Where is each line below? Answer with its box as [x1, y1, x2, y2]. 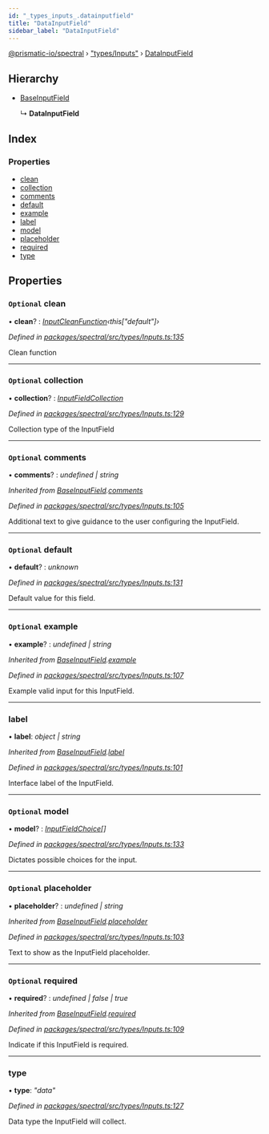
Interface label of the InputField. [8, 779, 114, 788]
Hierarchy [8, 71, 59, 85]
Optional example [8, 621, 78, 632]
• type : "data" [8, 1086, 56, 1096]
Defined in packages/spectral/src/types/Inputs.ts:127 [8, 1101, 184, 1111]
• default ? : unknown [8, 562, 78, 572]
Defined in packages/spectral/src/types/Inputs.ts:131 [8, 578, 183, 588]
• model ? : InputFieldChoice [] [8, 824, 106, 834]
